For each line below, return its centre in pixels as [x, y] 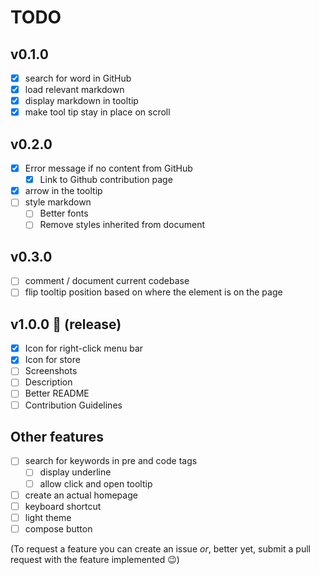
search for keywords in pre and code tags [111, 461]
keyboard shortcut [63, 506]
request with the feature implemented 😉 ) [95, 559]
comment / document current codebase [107, 281]
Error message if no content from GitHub [108, 168]
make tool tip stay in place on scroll [97, 112]
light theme [48, 517]
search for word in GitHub [78, 78]
